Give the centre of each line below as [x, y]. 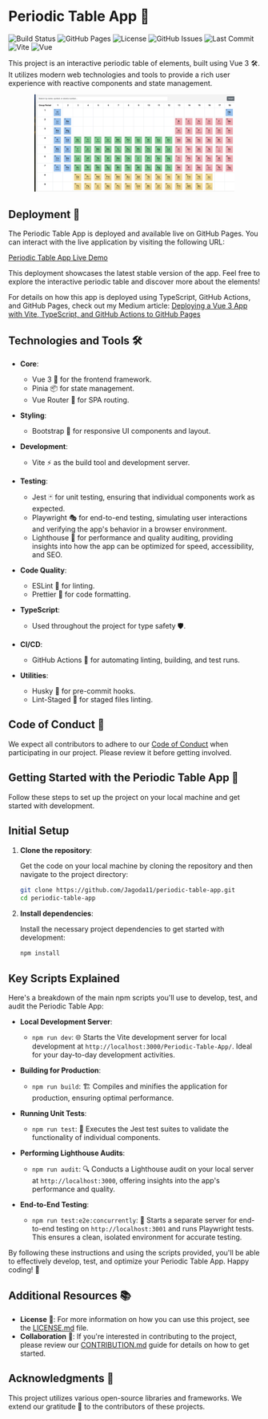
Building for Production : [60, 1070]
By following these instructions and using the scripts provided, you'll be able [134, 1252]
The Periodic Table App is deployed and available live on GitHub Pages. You [133, 234]
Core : [29, 364]
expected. [48, 509]
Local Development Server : [66, 1021]
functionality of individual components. [96, 1137]
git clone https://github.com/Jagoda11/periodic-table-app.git [128, 890]
